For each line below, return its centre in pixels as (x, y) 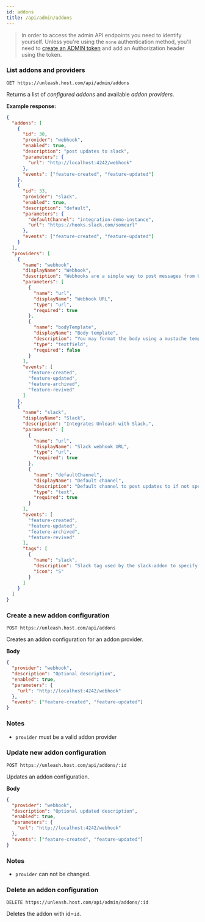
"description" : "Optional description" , (64, 674)
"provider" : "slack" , (50, 197)
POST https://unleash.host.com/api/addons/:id (67, 765)
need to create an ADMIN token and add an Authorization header (103, 48)
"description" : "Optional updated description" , (75, 811)
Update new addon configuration (56, 753)
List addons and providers (46, 70)
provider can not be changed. (53, 874)
